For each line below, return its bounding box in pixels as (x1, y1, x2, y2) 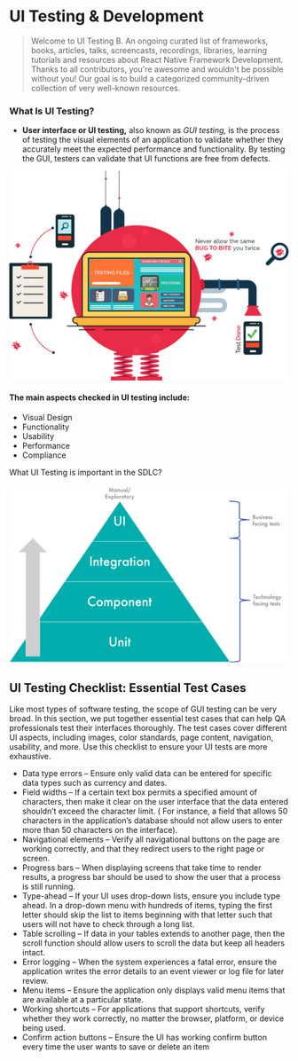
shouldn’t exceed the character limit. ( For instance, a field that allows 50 (21, 806, 288, 816)
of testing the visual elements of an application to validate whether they (21, 135, 284, 145)
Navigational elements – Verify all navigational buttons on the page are (21, 834, 280, 845)
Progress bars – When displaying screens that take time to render (21, 862, 262, 873)
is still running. (21, 881, 75, 892)
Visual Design (21, 412, 73, 422)
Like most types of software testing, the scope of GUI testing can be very (9, 703, 278, 714)
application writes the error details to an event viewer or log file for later (21, 965, 285, 977)
